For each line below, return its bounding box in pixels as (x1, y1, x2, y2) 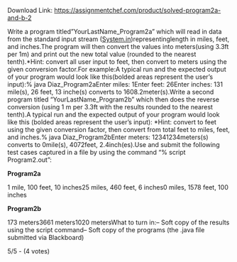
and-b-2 (7, 13, 32, 22)
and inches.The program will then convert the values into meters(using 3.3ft (7, 43, 229, 50)
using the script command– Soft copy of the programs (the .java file (7, 226, 205, 234)
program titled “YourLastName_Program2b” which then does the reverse (7, 95, 220, 104)
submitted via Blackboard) (7, 234, 84, 241)
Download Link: (7, 6, 53, 14)
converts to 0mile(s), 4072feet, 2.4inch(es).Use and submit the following (7, 141, 220, 148)
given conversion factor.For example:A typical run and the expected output (7, 65, 226, 73)
